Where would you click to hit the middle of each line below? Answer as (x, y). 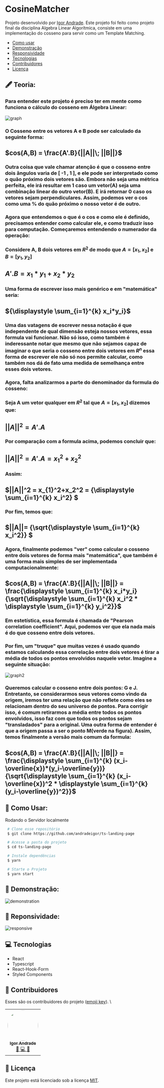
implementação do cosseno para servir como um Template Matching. (75, 33)
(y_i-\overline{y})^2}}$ (41, 791)
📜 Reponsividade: (32, 916)
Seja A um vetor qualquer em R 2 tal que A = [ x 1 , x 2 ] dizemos (78, 403)
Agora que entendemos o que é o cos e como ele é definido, (78, 217)
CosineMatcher (37, 9)
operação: (18, 235)
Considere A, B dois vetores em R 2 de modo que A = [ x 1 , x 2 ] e (79, 250)
